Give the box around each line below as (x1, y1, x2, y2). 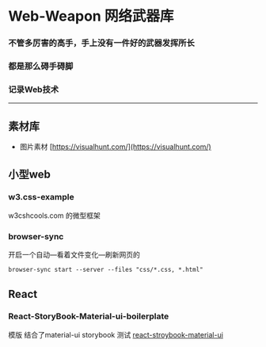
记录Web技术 (8, 84, 59, 95)
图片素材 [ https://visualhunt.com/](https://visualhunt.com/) (19, 142, 211, 151)
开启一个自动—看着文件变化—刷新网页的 (8, 250, 140, 260)
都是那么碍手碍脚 (8, 61, 74, 72)
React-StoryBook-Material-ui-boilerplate (8, 311, 169, 322)
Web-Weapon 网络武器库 (8, 7, 174, 25)
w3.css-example (8, 192, 74, 203)
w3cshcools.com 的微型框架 (8, 211, 101, 220)
